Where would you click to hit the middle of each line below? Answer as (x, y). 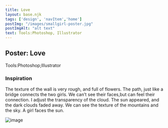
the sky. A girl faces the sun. (35, 110)
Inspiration (19, 78)
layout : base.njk (23, 14)
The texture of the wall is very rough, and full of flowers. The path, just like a (84, 89)
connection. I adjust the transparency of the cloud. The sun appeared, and (82, 100)
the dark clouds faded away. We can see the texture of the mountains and (82, 105)
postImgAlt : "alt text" (30, 28)
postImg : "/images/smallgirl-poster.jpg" (49, 24)
